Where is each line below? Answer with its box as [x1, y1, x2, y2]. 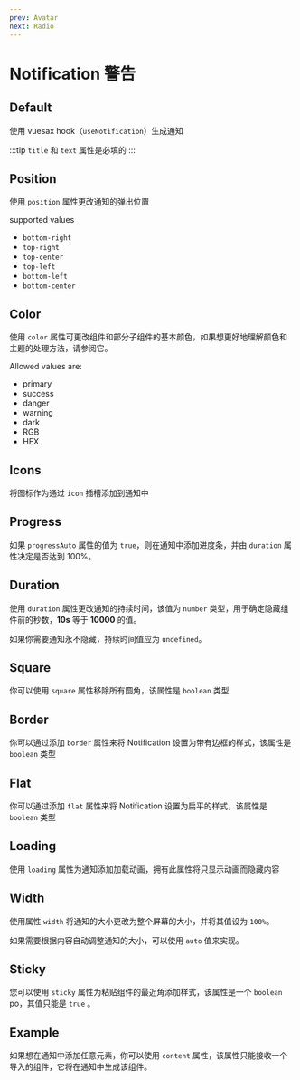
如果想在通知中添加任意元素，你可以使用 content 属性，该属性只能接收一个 [9, 1050, 287, 1061]
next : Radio [9, 22, 54, 31]
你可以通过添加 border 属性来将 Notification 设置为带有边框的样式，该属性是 [9, 737, 292, 748]
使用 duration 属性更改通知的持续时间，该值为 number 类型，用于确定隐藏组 [9, 603, 289, 614]
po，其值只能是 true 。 [9, 998, 96, 1009]
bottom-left [22, 272, 68, 282]
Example [9, 1025, 60, 1040]
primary [22, 378, 52, 389]
